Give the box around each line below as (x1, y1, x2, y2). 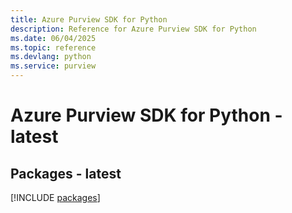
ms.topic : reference (10, 42, 97, 53)
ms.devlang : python (10, 52, 92, 62)
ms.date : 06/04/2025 (10, 33, 97, 43)
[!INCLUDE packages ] (10, 192, 101, 203)
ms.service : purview (10, 61, 97, 71)
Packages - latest (10, 165, 122, 182)
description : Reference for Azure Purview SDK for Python (10, 24, 257, 34)
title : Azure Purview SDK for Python (10, 14, 168, 25)
